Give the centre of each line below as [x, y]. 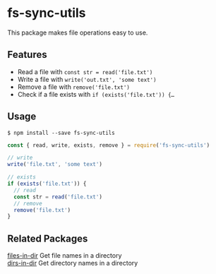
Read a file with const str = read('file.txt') [85, 71]
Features [27, 55]
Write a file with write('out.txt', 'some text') [87, 79]
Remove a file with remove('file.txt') [74, 87]
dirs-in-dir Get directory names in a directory [73, 263]
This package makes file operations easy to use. [78, 32]
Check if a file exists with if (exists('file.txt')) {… [96, 94]
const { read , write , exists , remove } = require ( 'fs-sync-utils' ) [109, 145]
